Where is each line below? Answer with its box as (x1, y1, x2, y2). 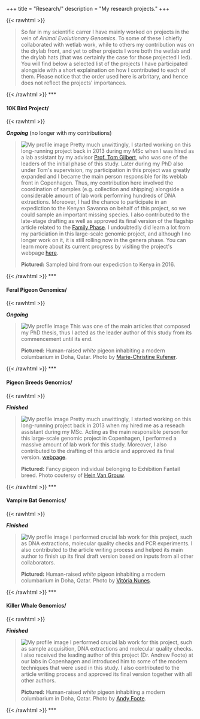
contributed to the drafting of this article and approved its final (20, 447, 175, 454)
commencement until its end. (20, 336, 93, 343)
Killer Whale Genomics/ (6, 602, 66, 609)
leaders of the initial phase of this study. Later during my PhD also (20, 160, 184, 167)
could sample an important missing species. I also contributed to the (20, 211, 190, 218)
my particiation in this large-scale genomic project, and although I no (20, 230, 191, 237)
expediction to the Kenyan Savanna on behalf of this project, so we (20, 205, 187, 212)
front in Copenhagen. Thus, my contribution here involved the (20, 179, 174, 186)
